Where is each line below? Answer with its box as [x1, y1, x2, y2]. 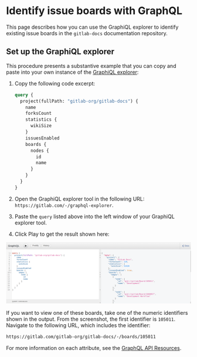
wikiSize [30, 123, 52, 129]
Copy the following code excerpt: [14, 80, 96, 87]
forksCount [25, 110, 52, 117]
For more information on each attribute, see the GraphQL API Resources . [6, 344, 182, 351]
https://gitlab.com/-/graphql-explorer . [14, 201, 114, 209]
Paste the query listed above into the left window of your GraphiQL [14, 213, 175, 220]
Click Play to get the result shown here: [14, 230, 110, 237]
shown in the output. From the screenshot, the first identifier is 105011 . [6, 315, 176, 323]
